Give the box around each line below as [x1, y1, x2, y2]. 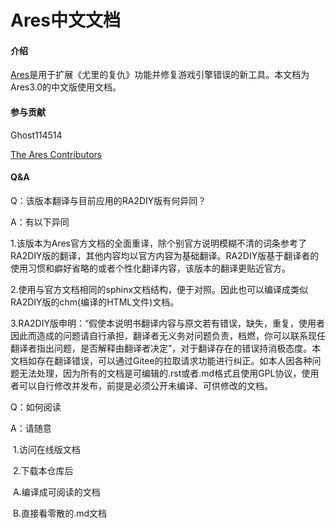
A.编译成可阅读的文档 [12, 486, 101, 498]
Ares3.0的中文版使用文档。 [10, 81, 122, 93]
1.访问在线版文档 [12, 443, 81, 455]
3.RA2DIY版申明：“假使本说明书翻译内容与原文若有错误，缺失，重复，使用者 [10, 317, 326, 329]
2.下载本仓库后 [12, 464, 74, 476]
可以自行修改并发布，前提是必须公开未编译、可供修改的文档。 [18, 379, 273, 391]
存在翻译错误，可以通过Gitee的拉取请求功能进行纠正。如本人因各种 [36, 354, 313, 366]
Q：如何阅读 [10, 401, 62, 413]
